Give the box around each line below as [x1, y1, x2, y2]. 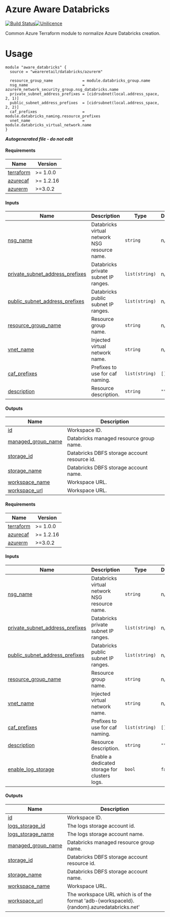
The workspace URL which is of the [67, 891, 152, 898]
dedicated [91, 759, 115, 766]
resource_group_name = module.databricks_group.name [10, 78, 151, 83]
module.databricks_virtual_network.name [5, 122, 92, 127]
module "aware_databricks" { [5, 64, 67, 70]
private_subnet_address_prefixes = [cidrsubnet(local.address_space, [10, 91, 159, 96]
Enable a [91, 753, 112, 760]
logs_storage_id [8, 823, 46, 830]
